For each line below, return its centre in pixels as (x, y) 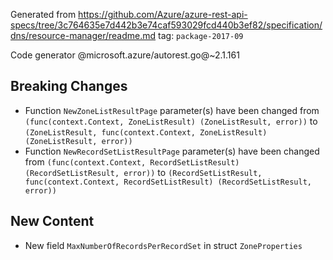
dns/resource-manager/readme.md (83, 35)
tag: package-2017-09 (201, 35)
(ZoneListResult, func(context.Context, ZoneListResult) (146, 132)
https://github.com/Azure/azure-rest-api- (163, 14)
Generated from (43, 14)
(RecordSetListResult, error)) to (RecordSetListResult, (143, 172)
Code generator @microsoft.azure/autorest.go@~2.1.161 (125, 55)
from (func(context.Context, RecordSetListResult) (132, 161)
